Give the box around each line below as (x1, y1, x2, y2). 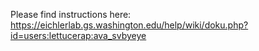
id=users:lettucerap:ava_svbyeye (10, 30, 147, 41)
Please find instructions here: (10, 9, 132, 20)
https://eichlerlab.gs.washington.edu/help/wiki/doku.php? (10, 19, 249, 31)
